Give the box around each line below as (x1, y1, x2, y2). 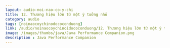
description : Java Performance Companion (5, 35, 96, 40)
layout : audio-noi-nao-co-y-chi (5, 7, 73, 12)
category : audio (5, 16, 39, 21)
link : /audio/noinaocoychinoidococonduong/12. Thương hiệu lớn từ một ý (5, 26, 162, 31)
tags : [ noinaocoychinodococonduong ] (5, 21, 82, 26)
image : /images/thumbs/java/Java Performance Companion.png (5, 30, 135, 35)
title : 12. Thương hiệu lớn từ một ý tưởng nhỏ (5, 12, 108, 17)
